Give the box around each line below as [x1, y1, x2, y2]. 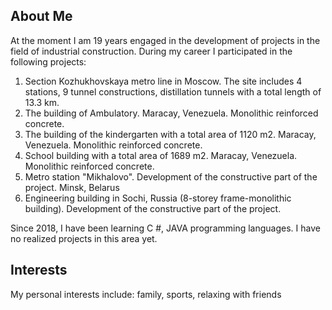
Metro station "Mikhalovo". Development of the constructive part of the [24, 170, 318, 183]
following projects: [10, 55, 87, 68]
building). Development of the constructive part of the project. [24, 202, 282, 214]
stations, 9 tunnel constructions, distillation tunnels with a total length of [24, 85, 322, 98]
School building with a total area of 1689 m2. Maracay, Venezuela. [24, 149, 298, 161]
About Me [10, 8, 73, 25]
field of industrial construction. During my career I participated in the [10, 45, 293, 57]
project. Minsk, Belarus [24, 181, 120, 193]
